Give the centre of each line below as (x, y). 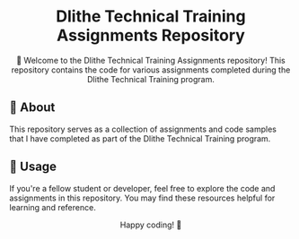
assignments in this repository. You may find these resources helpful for (142, 198)
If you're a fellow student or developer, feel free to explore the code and (142, 188)
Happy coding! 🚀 (151, 225)
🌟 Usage (33, 167)
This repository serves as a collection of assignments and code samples (143, 129)
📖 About (32, 108)
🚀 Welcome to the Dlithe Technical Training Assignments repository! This (151, 60)
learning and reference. (53, 207)
